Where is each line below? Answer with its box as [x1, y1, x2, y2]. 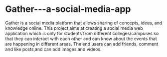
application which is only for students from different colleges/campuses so [5, 30, 159, 36]
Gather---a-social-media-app [5, 3, 131, 15]
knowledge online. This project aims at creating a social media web [5, 25, 143, 31]
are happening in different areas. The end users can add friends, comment [5, 41, 159, 47]
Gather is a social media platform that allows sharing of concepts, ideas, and [5, 20, 163, 26]
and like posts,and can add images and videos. [5, 46, 102, 52]
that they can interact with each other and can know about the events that [5, 36, 157, 42]
